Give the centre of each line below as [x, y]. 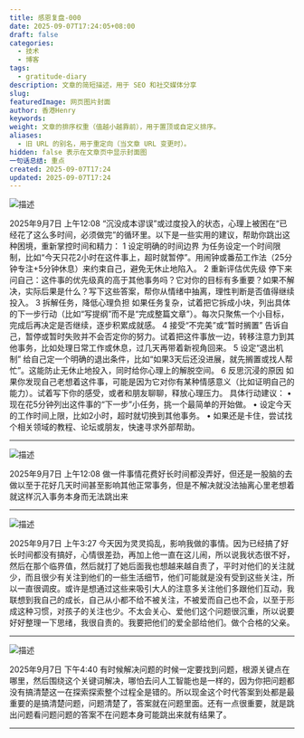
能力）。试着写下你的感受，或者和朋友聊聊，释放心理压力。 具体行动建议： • [151, 393]
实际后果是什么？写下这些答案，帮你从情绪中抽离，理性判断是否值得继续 [160, 291]
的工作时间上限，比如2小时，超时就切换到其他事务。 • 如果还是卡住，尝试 [147, 416]
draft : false [34, 34]
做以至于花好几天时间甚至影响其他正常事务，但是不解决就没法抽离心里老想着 [152, 486]
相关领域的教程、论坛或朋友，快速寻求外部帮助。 [108, 427]
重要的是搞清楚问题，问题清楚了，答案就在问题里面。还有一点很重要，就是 [148, 704]
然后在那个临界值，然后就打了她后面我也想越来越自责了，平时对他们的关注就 [152, 566]
